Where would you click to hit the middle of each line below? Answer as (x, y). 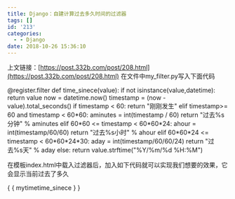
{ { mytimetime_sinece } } (44, 188)
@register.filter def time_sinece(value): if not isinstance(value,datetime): (112, 90)
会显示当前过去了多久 (38, 174)
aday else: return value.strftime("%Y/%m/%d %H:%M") (122, 150)
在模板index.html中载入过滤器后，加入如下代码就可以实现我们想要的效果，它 (117, 165)
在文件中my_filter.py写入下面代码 (168, 76)
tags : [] (20, 20)
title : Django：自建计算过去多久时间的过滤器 (67, 14)
